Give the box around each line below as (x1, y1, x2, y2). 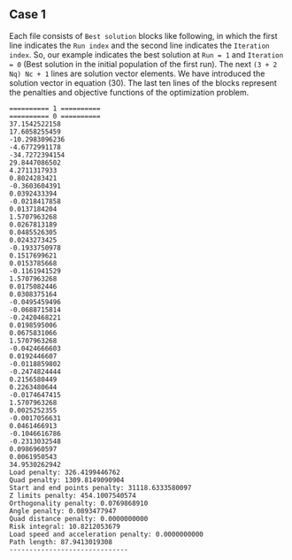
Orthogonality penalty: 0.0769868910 (9, 499, 149, 508)
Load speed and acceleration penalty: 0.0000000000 (9, 530, 204, 539)
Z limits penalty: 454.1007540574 (9, 491, 137, 500)
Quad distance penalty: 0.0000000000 (9, 514, 149, 523)
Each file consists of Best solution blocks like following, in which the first (9, 30, 278, 41)
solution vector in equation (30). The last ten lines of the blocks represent (9, 77, 277, 88)
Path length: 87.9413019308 (9, 537, 113, 547)
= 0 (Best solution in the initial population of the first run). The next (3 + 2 (9, 58, 278, 69)
